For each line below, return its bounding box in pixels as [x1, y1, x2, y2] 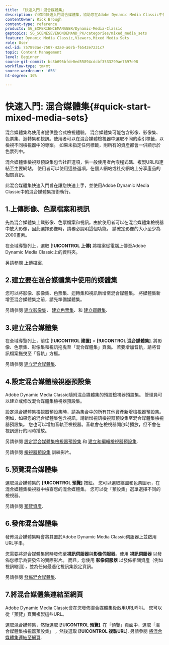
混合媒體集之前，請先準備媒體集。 [14, 296, 84, 303]
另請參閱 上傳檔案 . [5, 260, 43, 266]
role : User [5, 40, 28, 45]
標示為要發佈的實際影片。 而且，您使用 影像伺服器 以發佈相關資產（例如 [14, 557, 163, 563]
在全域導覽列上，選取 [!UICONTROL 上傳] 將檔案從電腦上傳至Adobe [5, 242, 146, 249]
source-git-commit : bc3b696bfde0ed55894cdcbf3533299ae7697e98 [5, 59, 138, 64]
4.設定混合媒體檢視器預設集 [5, 377, 92, 386]
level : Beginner [5, 54, 39, 60]
